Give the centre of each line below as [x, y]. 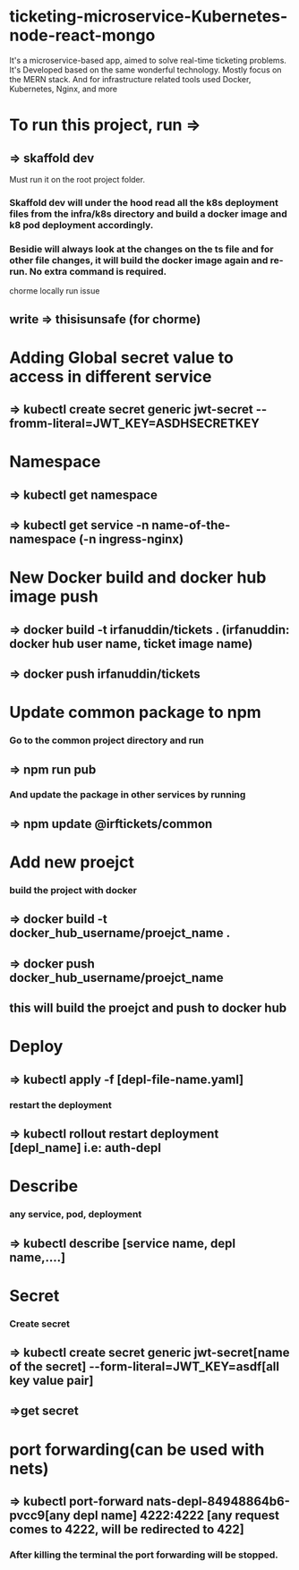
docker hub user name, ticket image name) [131, 643]
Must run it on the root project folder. [77, 179]
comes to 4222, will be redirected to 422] [127, 1529]
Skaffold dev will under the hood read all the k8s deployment [144, 202]
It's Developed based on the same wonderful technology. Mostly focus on [145, 70]
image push [54, 597]
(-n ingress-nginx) [132, 539]
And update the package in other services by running [128, 795]
